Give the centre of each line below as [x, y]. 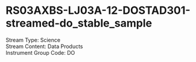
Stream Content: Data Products [44, 46]
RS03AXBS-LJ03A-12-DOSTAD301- [98, 11]
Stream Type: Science [33, 40]
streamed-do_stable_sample [79, 23]
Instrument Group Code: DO [40, 52]
